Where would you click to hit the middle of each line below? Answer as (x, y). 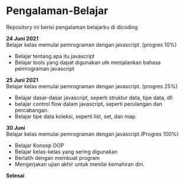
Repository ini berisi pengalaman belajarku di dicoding (72, 27)
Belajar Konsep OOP (39, 145)
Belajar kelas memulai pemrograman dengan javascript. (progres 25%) (92, 86)
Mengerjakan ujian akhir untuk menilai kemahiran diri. (79, 164)
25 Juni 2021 (22, 80)
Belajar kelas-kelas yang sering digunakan (66, 152)
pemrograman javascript (45, 68)
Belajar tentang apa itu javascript (55, 56)
